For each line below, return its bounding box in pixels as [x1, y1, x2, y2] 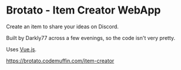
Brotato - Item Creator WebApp [6, 4, 161, 17]
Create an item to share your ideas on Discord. [6, 23, 119, 30]
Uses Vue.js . [6, 45, 37, 53]
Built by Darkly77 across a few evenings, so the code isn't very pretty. [6, 34, 176, 41]
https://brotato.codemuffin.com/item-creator [6, 57, 115, 64]
